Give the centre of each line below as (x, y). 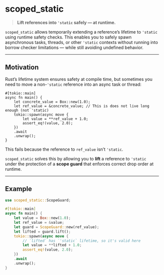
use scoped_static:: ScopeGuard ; (38, 200)
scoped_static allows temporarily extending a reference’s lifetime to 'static (81, 32)
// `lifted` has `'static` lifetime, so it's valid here (82, 241)
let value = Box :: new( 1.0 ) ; (42, 218)
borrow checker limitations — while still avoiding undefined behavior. (74, 47)
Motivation (22, 68)
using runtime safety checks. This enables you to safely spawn (68, 37)
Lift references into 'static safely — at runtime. (66, 22)
